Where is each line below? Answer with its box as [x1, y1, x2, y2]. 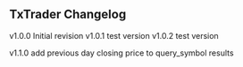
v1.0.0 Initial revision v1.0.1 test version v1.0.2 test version [9, 30, 219, 41]
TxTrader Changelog [9, 7, 127, 22]
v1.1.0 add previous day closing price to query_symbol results [9, 48, 234, 58]
